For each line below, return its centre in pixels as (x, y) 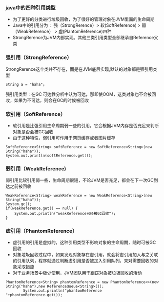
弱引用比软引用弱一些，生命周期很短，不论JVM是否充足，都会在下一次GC (80, 180)
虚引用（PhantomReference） (41, 231)
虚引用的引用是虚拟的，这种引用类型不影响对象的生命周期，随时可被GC (84, 242)
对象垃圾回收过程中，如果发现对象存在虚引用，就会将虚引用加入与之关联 (85, 255)
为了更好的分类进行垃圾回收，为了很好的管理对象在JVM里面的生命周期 (84, 19)
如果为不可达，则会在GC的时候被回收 (51, 100)
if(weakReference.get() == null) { (42, 208)
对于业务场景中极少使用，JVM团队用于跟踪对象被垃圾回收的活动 (77, 273)
